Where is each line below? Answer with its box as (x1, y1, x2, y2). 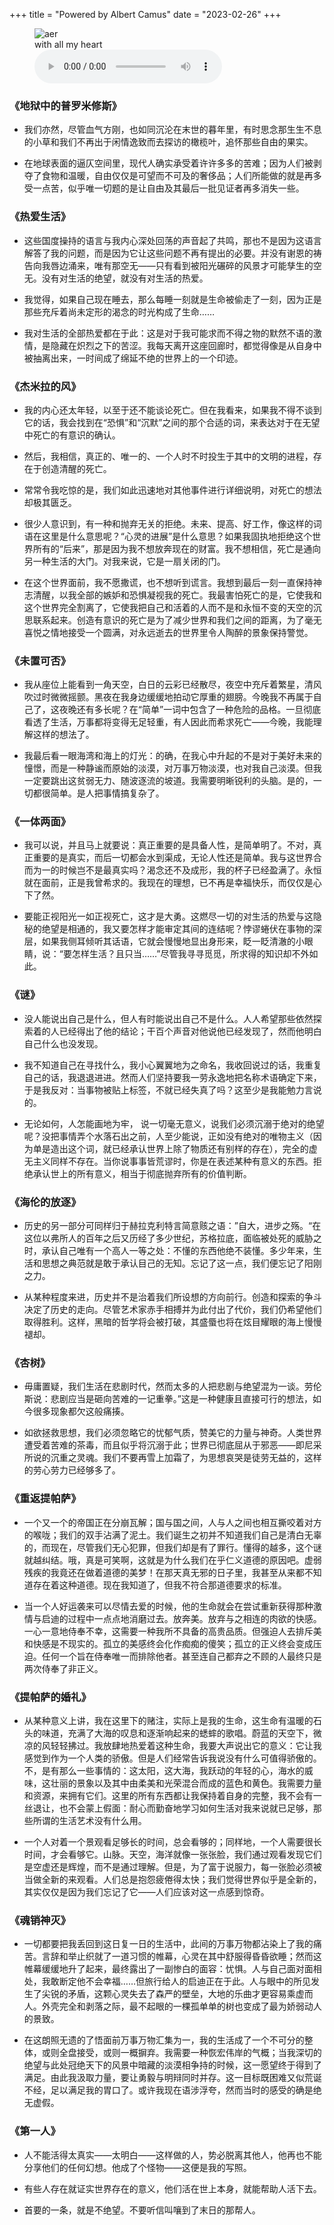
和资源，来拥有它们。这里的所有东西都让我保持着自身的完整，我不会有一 (23, 1789, 322, 1801)
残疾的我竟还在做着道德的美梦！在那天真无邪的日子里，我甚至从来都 (23, 1566, 305, 1578)
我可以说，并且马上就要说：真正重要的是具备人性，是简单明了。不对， (23, 839, 314, 851)
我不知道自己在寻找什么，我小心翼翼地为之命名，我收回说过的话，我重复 (23, 1059, 322, 1071)
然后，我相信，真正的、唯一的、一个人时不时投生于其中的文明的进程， (23, 450, 314, 462)
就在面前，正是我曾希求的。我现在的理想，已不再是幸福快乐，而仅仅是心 (23, 877, 322, 889)
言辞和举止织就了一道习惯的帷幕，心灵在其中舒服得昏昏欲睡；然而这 (41, 1950, 322, 1963)
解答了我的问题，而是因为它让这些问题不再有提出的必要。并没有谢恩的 (23, 247, 314, 259)
